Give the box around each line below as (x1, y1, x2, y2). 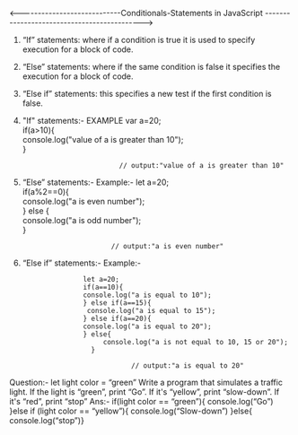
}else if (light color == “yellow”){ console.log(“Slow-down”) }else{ (9, 405, 253, 416)
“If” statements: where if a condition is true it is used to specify (22, 35, 256, 45)
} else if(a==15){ (83, 299, 152, 308)
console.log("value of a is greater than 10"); (22, 135, 184, 144)
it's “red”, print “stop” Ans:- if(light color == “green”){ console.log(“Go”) (9, 396, 274, 406)
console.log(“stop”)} (9, 415, 85, 425)
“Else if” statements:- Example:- (22, 257, 142, 268)
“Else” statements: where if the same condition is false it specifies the (22, 62, 281, 72)
